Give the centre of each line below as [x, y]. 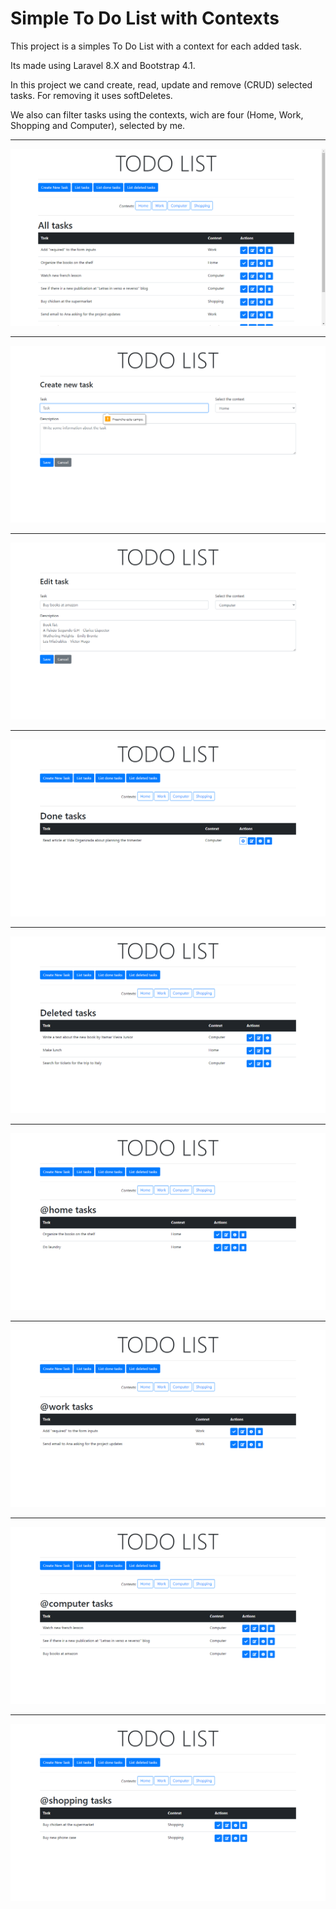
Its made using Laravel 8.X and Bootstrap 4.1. [103, 65]
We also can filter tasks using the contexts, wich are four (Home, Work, [157, 114]
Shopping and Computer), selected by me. [98, 125]
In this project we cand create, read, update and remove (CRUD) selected [161, 84]
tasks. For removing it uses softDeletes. [91, 95]
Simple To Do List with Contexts [145, 18]
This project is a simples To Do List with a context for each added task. [156, 46]
